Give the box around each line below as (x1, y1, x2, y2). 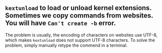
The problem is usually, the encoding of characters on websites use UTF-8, (5, 32, 158, 38)
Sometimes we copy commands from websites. (5, 12, 153, 20)
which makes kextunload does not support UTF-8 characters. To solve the (5, 37, 156, 43)
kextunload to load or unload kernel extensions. (5, 4, 152, 12)
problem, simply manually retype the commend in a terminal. (5, 42, 128, 48)
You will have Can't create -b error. (5, 19, 116, 27)
